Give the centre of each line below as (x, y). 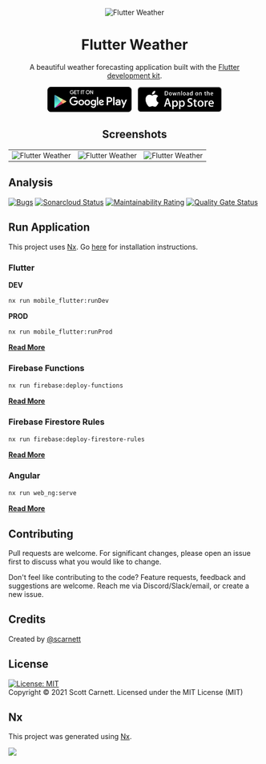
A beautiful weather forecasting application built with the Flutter (135, 67)
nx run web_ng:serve (43, 493)
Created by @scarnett (45, 639)
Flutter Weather (135, 45)
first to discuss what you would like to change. (85, 562)
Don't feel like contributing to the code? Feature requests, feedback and (127, 577)
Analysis (31, 183)
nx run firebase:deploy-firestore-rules (77, 439)
